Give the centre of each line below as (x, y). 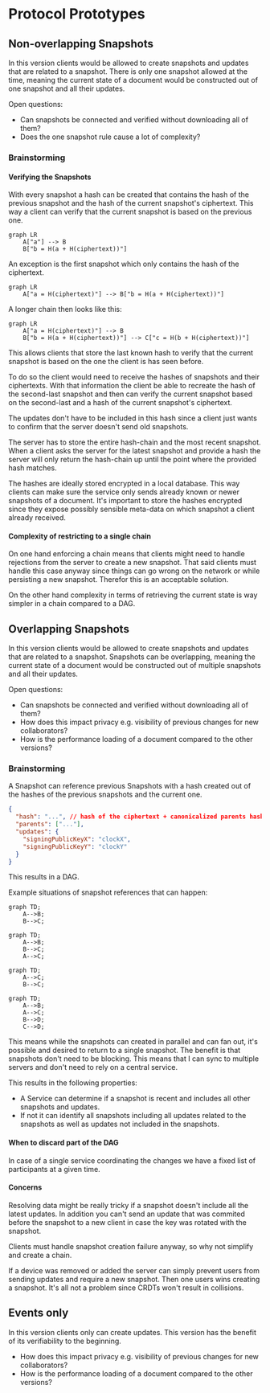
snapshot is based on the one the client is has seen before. (106, 362)
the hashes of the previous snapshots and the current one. (105, 795)
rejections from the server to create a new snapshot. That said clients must (133, 563)
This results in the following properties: (73, 1083)
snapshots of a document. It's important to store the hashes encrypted (125, 501)
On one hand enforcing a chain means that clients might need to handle (127, 554)
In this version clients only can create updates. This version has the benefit (133, 1332)
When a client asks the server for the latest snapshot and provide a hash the (135, 451)
